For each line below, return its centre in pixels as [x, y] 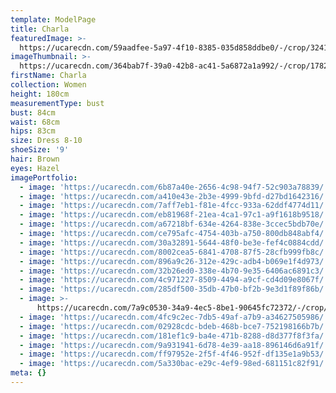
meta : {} [28, 373]
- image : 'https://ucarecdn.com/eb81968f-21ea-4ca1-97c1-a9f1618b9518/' [174, 215]
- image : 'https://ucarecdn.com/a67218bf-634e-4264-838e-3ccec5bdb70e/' [174, 224]
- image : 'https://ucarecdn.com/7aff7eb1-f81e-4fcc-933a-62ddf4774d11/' [174, 206]
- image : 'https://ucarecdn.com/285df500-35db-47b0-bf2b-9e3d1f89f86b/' [174, 289]
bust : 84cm [33, 112]
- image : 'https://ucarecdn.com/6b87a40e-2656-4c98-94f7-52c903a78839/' [174, 187]
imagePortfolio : [44, 177]
